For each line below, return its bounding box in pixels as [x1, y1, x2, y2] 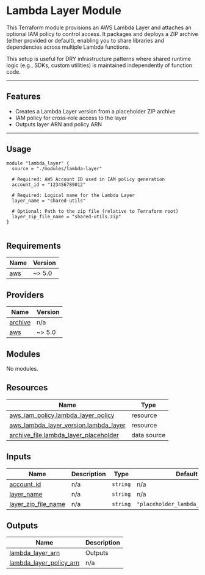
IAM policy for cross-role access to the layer [15, 114, 127, 121]
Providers [6, 290, 45, 300]
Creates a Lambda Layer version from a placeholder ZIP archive [15, 107, 176, 115]
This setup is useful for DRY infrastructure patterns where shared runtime [6, 55, 191, 62]
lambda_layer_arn [9, 549, 60, 557]
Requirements [6, 240, 61, 251]
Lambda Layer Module [6, 4, 122, 18]
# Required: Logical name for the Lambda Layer [12, 192, 135, 198]
